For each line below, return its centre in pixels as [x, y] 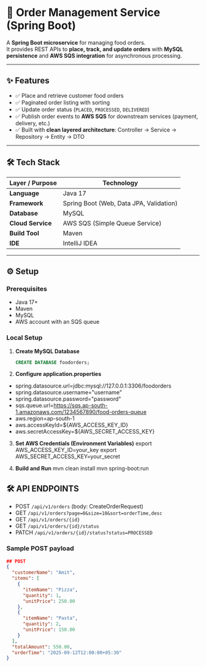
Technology [120, 182]
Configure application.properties [58, 374]
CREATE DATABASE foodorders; [52, 362]
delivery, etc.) [32, 123]
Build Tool [24, 233]
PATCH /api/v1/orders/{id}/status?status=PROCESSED [84, 532]
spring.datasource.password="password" [68, 399]
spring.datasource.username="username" [69, 392]
